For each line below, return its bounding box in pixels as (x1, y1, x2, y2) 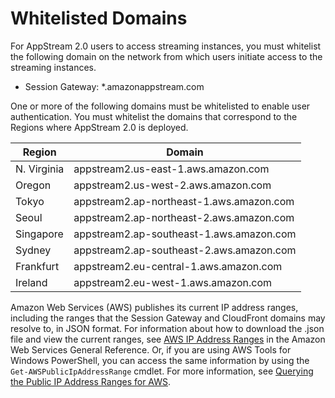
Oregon (15, 178, 52, 192)
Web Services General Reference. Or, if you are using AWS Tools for (10, 343, 292, 356)
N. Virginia (15, 162, 65, 176)
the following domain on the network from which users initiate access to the (10, 50, 323, 62)
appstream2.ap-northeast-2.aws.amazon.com (73, 210, 295, 224)
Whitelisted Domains (10, 7, 188, 30)
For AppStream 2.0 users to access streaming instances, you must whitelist (10, 40, 322, 52)
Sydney (15, 243, 52, 257)
